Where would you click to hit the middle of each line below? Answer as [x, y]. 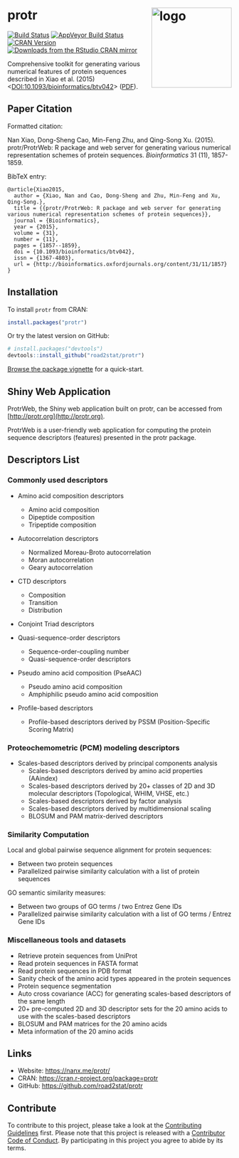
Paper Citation [40, 109]
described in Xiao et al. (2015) [51, 79]
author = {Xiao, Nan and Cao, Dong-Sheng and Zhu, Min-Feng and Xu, [117, 196]
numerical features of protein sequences [67, 71]
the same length [41, 1001]
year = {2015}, [36, 227]
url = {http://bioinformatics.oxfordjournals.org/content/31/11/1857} [121, 264]
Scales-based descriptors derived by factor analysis [105, 801]
